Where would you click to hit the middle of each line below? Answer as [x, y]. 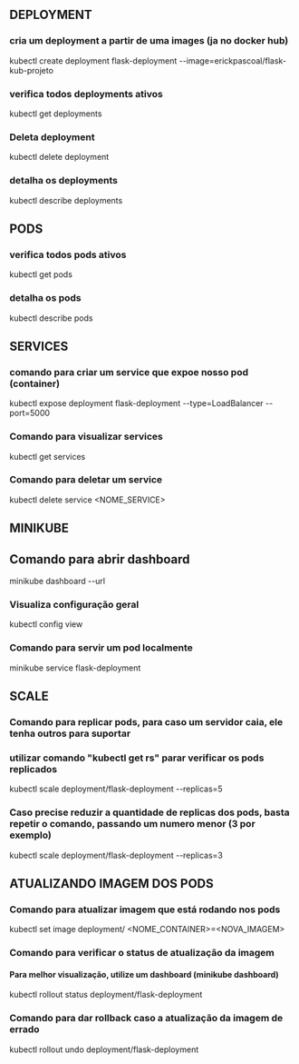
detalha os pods [45, 298]
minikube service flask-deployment [75, 668]
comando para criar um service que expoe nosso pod [129, 372]
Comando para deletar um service [86, 480]
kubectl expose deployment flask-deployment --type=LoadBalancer [137, 403]
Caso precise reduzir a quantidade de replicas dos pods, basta [149, 812]
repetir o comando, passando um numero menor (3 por [132, 824]
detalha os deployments [63, 181]
